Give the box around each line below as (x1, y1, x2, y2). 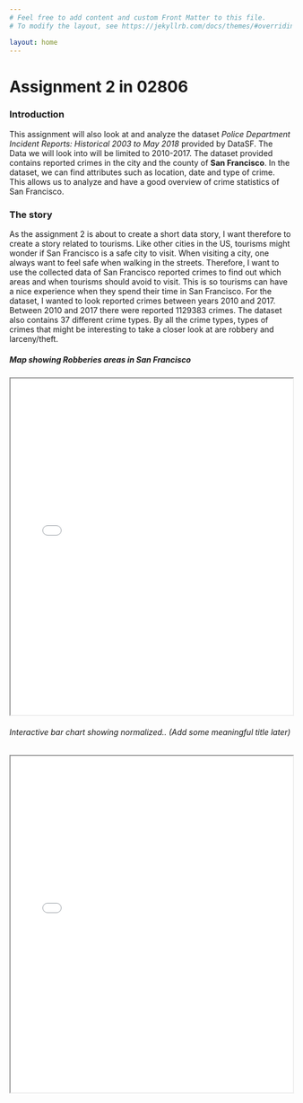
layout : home (9, 38, 58, 47)
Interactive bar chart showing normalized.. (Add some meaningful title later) (9, 726, 291, 737)
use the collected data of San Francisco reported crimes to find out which (9, 267, 282, 278)
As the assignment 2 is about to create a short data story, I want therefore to (9, 229, 291, 240)
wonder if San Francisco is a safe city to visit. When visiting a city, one (9, 248, 270, 258)
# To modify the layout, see (9, 22, 118, 31)
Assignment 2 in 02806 (9, 76, 188, 97)
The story (9, 208, 53, 221)
